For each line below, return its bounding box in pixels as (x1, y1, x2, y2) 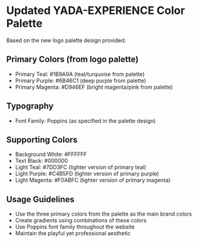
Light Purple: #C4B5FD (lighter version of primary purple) (15, 170, 159, 177)
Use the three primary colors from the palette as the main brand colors (15, 210, 193, 217)
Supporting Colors (6, 134, 78, 145)
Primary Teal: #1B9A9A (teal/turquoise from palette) (15, 70, 145, 78)
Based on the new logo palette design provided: (6, 36, 126, 44)
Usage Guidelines (6, 194, 75, 204)
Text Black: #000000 (15, 157, 68, 165)
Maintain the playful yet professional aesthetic (15, 230, 131, 237)
